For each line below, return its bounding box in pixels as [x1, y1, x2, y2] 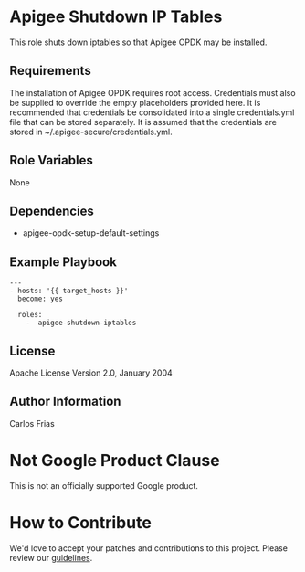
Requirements [9, 63, 91, 79]
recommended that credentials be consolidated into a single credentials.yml [9, 107, 295, 118]
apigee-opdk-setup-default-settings [22, 228, 160, 238]
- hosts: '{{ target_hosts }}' [9, 286, 129, 296]
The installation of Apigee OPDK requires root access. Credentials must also [9, 87, 296, 98]
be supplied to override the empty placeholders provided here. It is [9, 97, 261, 108]
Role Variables [9, 153, 93, 168]
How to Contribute [9, 512, 152, 533]
